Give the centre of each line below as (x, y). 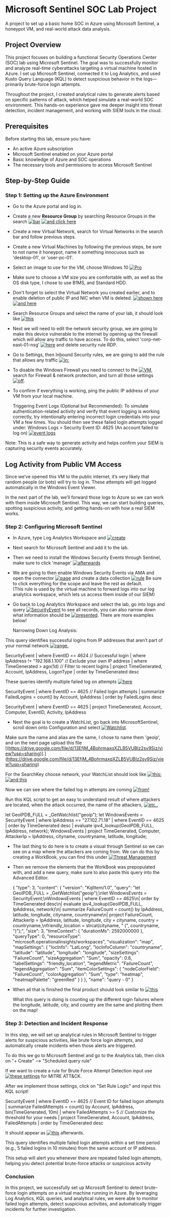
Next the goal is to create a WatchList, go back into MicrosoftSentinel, (86, 722)
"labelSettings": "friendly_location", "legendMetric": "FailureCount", (83, 963)
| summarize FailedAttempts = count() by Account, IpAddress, (70, 1106)
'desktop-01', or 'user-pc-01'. (43, 258)
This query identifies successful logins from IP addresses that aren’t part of (84, 640)
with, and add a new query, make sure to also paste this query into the (86, 873)
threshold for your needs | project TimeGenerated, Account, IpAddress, (80, 1117)
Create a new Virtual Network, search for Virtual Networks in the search (88, 232)
